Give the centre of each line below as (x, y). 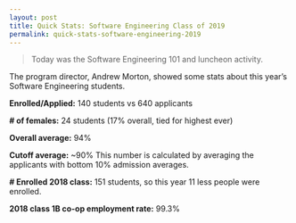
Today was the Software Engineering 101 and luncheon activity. (147, 60)
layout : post (33, 17)
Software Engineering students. (67, 87)
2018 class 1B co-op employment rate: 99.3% (95, 209)
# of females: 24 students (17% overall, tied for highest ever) (121, 120)
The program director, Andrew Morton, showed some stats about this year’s (148, 77)
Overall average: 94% (50, 138)
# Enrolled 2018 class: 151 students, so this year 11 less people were (135, 182)
